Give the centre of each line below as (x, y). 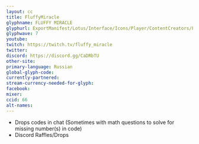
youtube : (17, 39)
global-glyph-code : (30, 72)
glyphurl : (18, 28)
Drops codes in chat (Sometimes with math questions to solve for (94, 122)
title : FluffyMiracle (33, 17)
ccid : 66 (17, 100)
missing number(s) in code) (48, 129)
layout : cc (20, 12)
